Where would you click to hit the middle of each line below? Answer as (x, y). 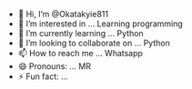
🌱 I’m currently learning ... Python (81, 33)
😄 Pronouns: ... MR (54, 66)
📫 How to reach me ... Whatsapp (81, 53)
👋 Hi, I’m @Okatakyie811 (63, 14)
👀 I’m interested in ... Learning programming (101, 24)
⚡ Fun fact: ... (43, 76)
